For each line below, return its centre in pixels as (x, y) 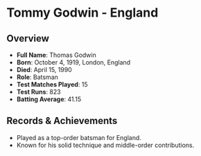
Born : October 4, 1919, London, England (73, 62)
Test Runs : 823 (38, 92)
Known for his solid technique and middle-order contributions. (105, 145)
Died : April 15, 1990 (44, 70)
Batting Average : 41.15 (49, 99)
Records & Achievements (62, 121)
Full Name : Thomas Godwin (56, 55)
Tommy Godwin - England (82, 13)
